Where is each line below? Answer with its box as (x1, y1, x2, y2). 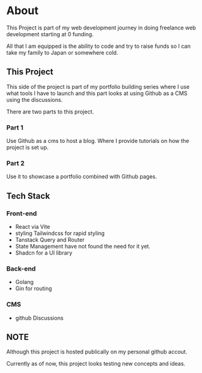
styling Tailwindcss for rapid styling (15, 229, 105, 237)
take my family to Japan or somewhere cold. (6, 48, 118, 56)
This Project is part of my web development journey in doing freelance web (6, 24, 196, 31)
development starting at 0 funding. (6, 30, 94, 37)
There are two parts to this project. (6, 108, 94, 115)
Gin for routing (15, 285, 52, 292)
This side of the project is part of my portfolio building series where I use (6, 83, 190, 90)
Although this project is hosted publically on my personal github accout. (6, 348, 188, 356)
